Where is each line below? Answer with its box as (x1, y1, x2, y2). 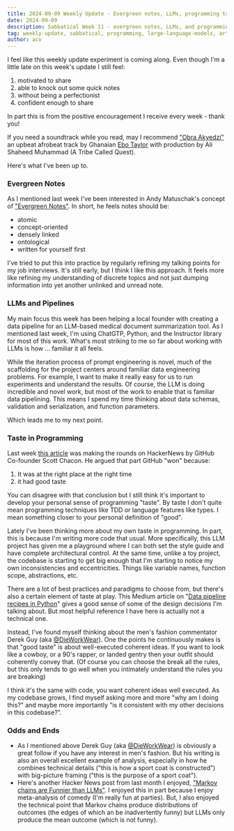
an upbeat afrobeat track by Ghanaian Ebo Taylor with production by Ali (7, 140, 213, 149)
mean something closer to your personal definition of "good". (7, 513, 183, 522)
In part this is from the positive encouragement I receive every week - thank (7, 112, 225, 121)
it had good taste (17, 478, 66, 486)
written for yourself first (17, 245, 86, 253)
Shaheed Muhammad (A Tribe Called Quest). (7, 148, 136, 156)
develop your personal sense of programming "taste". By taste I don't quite (7, 499, 222, 507)
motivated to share (17, 76, 72, 84)
